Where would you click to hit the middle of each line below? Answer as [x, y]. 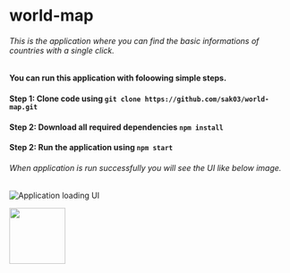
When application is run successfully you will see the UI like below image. [145, 167]
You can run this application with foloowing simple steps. [118, 78]
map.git [24, 107]
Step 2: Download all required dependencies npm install [116, 127]
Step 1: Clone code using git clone [75, 98]
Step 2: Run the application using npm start [91, 148]
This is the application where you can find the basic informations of [134, 40]
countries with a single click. [62, 50]
